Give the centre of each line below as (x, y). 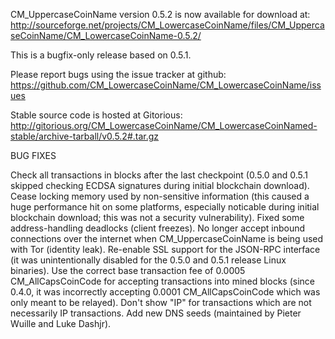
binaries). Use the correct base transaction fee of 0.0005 (128, 270)
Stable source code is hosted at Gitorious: (96, 115)
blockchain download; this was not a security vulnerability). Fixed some (157, 217)
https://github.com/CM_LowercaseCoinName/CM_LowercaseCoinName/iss (166, 85)
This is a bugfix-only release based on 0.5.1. (101, 55)
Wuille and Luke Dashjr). (61, 323)
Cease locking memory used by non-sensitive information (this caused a (160, 196)
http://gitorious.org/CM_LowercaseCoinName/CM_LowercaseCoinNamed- (164, 125)
